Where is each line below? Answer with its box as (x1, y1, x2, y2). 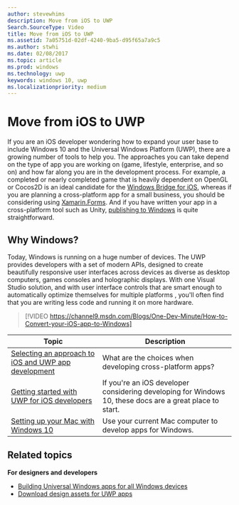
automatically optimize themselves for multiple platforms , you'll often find (7, 291, 224, 299)
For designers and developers (7, 468, 98, 477)
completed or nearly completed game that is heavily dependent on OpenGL (7, 175, 229, 184)
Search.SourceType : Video (7, 24, 84, 31)
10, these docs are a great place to (102, 396, 219, 405)
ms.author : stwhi (7, 43, 59, 51)
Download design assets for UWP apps (17, 489, 133, 498)
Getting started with (11, 387, 78, 396)
